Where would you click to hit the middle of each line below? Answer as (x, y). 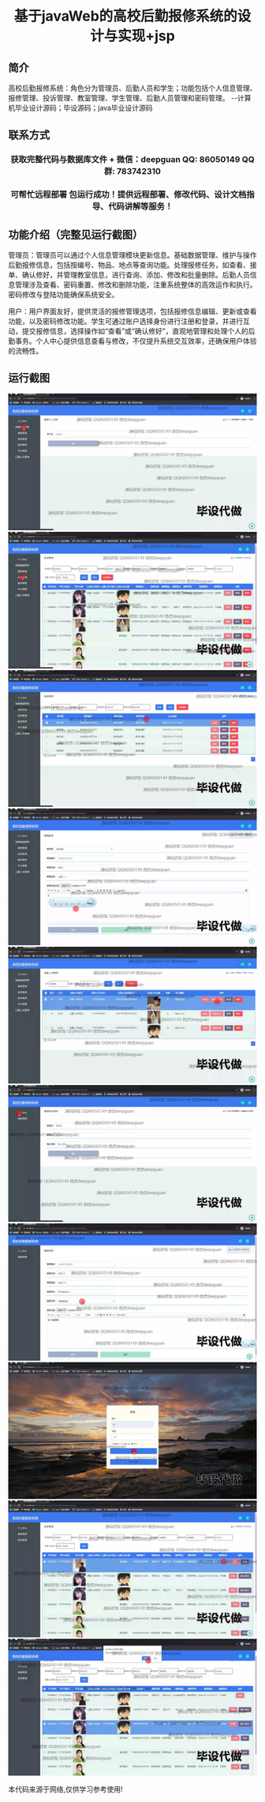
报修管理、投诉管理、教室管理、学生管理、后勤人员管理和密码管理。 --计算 (130, 98)
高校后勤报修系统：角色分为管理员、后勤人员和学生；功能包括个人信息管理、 (132, 88)
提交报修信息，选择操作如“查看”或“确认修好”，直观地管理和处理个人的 (135, 331)
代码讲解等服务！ (140, 206)
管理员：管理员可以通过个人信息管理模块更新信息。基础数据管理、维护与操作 (132, 255)
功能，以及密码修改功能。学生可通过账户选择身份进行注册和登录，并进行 (125, 322)
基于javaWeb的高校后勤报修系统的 (126, 16)
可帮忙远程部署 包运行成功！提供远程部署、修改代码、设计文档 (129, 194)
